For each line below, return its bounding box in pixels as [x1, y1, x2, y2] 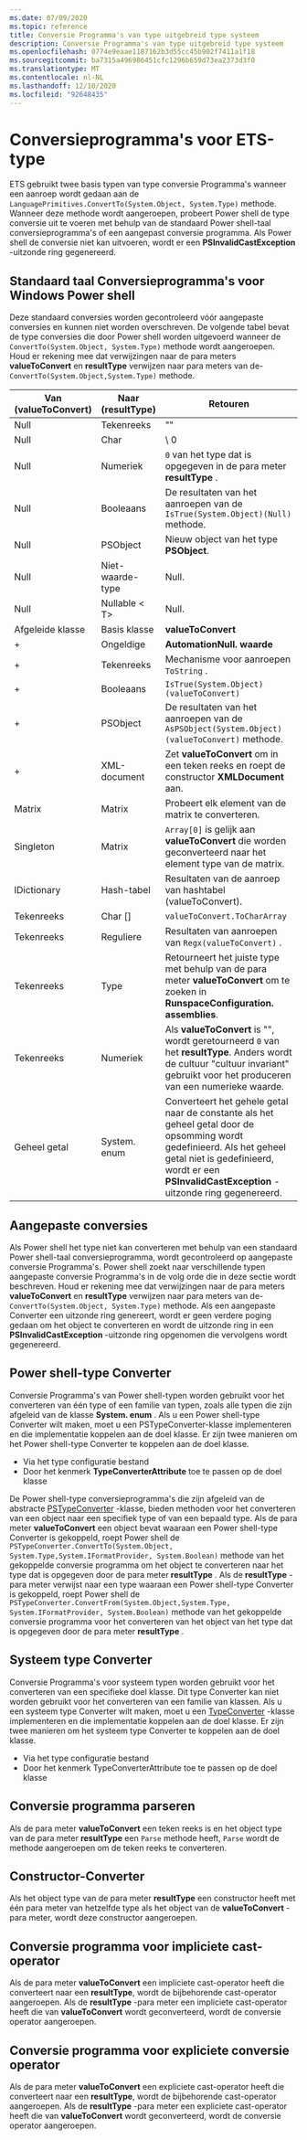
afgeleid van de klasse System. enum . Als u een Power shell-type [9, 1409, 260, 1420]
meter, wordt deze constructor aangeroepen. [28, 1912, 198, 1923]
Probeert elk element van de [164, 797, 287, 810]
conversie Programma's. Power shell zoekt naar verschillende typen [9, 1262, 266, 1272]
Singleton [14, 840, 55, 853]
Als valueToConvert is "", [164, 1023, 275, 1036]
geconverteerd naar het [164, 846, 267, 859]
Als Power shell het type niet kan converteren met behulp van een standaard [9, 1242, 298, 1253]
